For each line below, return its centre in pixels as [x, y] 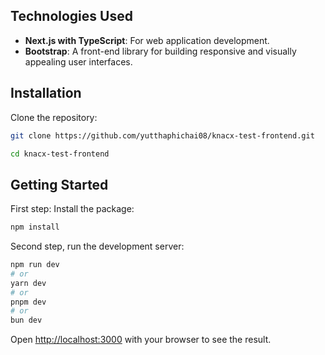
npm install [35, 227]
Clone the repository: [54, 117]
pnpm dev [28, 302]
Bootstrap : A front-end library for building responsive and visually [160, 51]
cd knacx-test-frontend [60, 154]
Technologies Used [71, 16]
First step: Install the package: [72, 209]
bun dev [26, 320]
